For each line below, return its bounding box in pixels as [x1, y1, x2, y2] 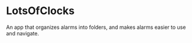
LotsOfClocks [6, 4, 75, 18]
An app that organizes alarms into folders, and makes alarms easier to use [6, 24, 186, 31]
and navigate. [6, 29, 39, 37]
